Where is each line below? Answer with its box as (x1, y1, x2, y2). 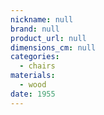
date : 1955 (10, 89, 56, 99)
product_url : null (10, 33, 87, 43)
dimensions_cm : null (10, 42, 97, 53)
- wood (19, 80, 47, 90)
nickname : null (10, 14, 74, 25)
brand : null (10, 24, 60, 34)
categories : (10, 52, 60, 62)
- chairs (19, 61, 56, 71)
